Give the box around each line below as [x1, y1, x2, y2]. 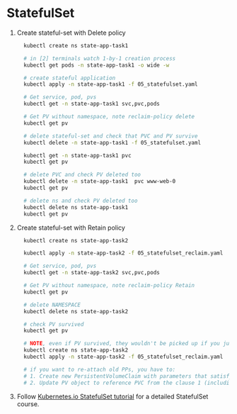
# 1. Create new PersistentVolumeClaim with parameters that [23, 372, 208, 380]
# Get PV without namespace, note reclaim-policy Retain [23, 282, 195, 289]
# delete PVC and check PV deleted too [23, 172, 141, 179]
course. [16, 399, 40, 408]
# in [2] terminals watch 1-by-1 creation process [23, 55, 176, 62]
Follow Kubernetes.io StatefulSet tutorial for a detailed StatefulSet [16, 392, 209, 401]
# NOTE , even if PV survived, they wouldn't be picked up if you [23, 340, 220, 347]
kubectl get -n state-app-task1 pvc [23, 152, 132, 159]
